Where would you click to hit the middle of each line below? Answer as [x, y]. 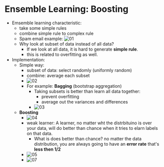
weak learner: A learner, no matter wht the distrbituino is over [89, 123]
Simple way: [32, 65]
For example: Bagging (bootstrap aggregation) [74, 86]
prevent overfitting [60, 96]
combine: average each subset [58, 75]
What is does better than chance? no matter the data [88, 139]
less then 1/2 [47, 149]
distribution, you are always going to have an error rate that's [97, 144]
